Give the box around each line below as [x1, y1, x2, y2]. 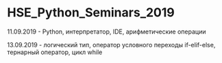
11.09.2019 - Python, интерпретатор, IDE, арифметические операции [7, 27, 206, 36]
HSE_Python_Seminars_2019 [7, 5, 175, 21]
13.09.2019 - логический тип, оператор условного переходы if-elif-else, [7, 40, 216, 49]
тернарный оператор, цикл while [7, 48, 103, 56]
